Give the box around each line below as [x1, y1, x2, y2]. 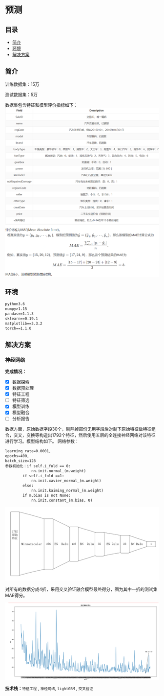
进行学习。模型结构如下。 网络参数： [5, 439, 79, 444]
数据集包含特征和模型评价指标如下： [5, 102, 78, 108]
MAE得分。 [5, 593, 28, 599]
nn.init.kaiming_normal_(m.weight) [31, 488, 104, 493]
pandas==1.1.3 [5, 311, 34, 316]
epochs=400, [5, 454, 29, 459]
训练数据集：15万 [5, 81, 40, 87]
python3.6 [5, 302, 25, 306]
